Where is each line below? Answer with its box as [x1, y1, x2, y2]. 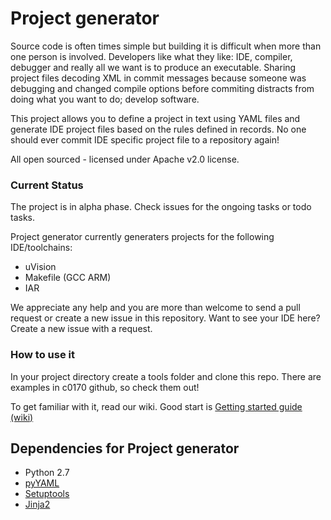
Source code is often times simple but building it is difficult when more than [10, 40, 322, 52]
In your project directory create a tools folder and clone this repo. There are [10, 370, 322, 382]
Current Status [10, 178, 84, 192]
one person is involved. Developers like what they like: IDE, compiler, [10, 50, 293, 62]
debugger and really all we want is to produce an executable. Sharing [10, 61, 297, 73]
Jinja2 [24, 498, 51, 511]
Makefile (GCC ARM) [24, 272, 112, 284]
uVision [24, 261, 57, 273]
